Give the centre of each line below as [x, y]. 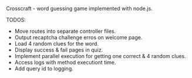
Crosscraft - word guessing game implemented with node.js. [79, 9]
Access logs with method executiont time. [65, 62]
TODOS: [16, 20]
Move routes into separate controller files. [65, 31]
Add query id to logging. [44, 69]
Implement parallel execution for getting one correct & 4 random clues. [100, 56]
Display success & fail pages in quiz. [59, 50]
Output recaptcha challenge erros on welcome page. [78, 37]
